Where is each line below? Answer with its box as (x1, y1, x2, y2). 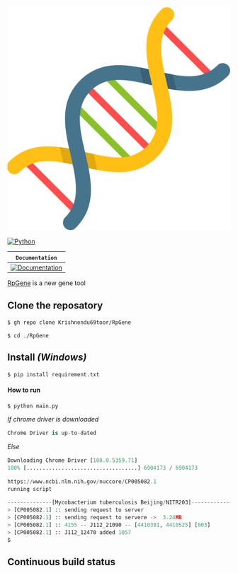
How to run (7, 386, 41, 395)
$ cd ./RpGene (7, 332, 50, 340)
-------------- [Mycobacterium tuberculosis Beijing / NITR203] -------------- (7, 499, 236, 507)
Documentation (15, 254, 57, 261)
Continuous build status (7, 556, 115, 568)
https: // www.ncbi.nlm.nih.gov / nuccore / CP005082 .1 (7, 477, 157, 485)
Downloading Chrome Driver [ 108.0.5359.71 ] (7, 456, 138, 464)
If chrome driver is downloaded (7, 415, 99, 424)
